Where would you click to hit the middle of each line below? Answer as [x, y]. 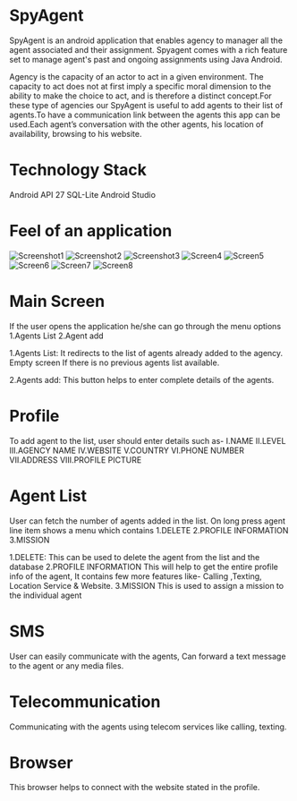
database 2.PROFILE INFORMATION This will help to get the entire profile [144, 567]
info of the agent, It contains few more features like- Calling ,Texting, [136, 576]
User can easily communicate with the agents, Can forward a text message [148, 656]
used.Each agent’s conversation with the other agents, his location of [136, 124]
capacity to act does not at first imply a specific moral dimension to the [140, 86]
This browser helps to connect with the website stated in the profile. [135, 788]
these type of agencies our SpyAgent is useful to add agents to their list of [146, 105]
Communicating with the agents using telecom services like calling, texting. [148, 727]
